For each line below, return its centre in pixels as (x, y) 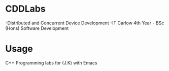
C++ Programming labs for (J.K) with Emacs (51, 63)
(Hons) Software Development (37, 28)
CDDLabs (25, 9)
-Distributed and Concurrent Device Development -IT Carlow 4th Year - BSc (85, 23)
